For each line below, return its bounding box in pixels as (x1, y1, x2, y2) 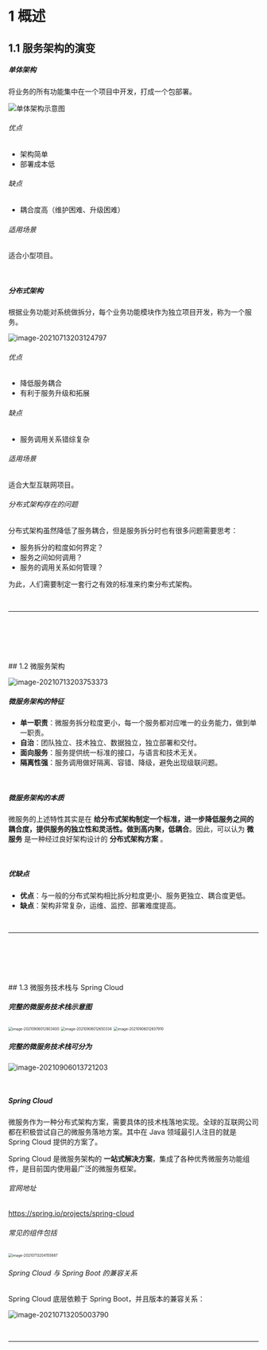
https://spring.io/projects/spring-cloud (8, 1209, 135, 1218)
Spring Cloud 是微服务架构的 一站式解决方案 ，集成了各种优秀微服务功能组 (8, 1154, 250, 1163)
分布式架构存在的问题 (8, 500, 78, 509)
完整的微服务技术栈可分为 (8, 1042, 92, 1051)
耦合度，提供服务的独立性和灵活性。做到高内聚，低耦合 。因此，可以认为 (8, 824, 245, 834)
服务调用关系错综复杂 (19, 434, 90, 443)
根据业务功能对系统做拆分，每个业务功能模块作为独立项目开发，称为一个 (8, 308, 245, 317)
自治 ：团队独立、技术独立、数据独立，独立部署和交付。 (19, 737, 201, 747)
